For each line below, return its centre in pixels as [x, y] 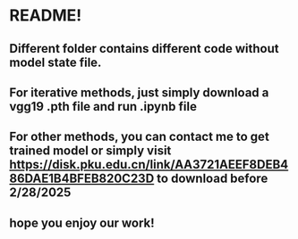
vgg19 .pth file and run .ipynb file [103, 107]
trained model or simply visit [90, 151]
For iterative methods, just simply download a [139, 92]
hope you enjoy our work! [82, 223]
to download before [212, 179]
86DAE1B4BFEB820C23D [82, 179]
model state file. [55, 62]
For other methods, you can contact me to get [140, 137]
